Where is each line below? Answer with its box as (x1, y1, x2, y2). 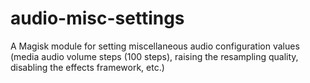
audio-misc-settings (10, 7, 185, 30)
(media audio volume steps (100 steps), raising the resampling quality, (10, 50, 299, 62)
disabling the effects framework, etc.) (10, 61, 165, 73)
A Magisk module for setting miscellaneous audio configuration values (10, 40, 300, 52)
